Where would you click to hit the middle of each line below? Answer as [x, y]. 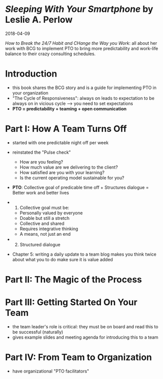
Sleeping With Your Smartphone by [79, 9]
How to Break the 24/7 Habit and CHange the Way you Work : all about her [81, 43]
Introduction [31, 74]
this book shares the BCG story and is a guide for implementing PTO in [84, 88]
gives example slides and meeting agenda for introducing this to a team [85, 337]
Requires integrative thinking [49, 229]
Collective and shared [42, 223]
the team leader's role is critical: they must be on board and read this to [85, 326]
